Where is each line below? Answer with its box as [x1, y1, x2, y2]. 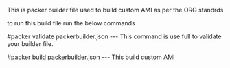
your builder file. [7, 40, 54, 47]
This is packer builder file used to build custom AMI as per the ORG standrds [7, 6, 224, 14]
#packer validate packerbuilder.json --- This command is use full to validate [7, 32, 222, 41]
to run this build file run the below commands [7, 19, 135, 27]
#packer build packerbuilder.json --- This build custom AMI [7, 53, 175, 61]
